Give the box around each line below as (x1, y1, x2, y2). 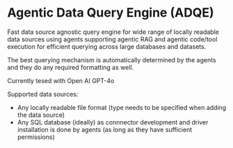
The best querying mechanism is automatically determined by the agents (7, 55, 217, 64)
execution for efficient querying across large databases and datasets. (7, 42, 207, 50)
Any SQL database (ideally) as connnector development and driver (17, 118, 209, 126)
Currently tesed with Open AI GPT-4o (7, 76, 115, 84)
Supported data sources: (7, 90, 79, 98)
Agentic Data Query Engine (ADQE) (7, 5, 214, 21)
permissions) (17, 133, 56, 141)
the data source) (17, 111, 65, 119)
